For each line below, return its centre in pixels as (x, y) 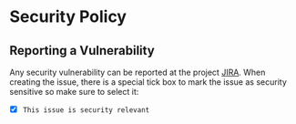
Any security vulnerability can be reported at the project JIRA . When (138, 72)
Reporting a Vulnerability (82, 51)
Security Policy (68, 17)
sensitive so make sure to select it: (74, 92)
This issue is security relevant (86, 110)
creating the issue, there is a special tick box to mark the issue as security (148, 82)
